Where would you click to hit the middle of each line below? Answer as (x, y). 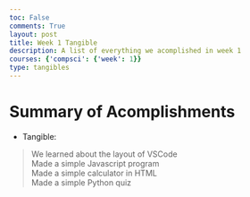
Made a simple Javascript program (95, 163)
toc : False (29, 17)
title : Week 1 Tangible (54, 43)
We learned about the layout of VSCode (104, 154)
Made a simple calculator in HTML (94, 173)
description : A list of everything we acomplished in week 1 (125, 51)
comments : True (37, 26)
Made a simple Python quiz (81, 182)
